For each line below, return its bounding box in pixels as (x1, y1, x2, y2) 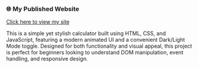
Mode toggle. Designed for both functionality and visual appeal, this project (6, 42, 193, 50)
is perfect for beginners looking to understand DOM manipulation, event (6, 49, 184, 56)
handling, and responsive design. (6, 55, 88, 63)
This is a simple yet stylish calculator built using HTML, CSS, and (6, 30, 166, 37)
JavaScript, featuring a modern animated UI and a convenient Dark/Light (6, 36, 185, 44)
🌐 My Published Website (6, 5, 80, 13)
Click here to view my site (6, 18, 70, 26)
